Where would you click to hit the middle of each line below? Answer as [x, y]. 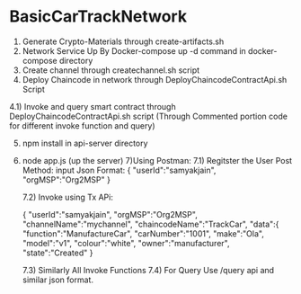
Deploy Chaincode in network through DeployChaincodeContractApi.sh [155, 79]
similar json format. [58, 280]
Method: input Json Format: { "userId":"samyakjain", [119, 170]
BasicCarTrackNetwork [98, 17]
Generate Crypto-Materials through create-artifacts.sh [123, 41]
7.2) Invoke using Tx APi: [68, 197]
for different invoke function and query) [82, 125]
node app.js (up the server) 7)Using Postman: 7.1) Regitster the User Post [157, 160]
